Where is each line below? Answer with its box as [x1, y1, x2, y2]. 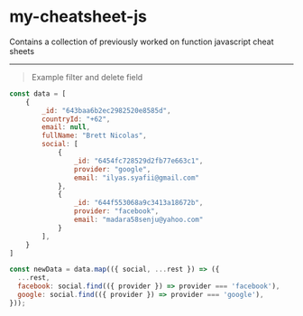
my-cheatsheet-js [9, 6, 147, 27]
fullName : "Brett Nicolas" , [41, 131, 147, 141]
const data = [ [9, 88, 67, 98]
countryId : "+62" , [41, 115, 111, 124]
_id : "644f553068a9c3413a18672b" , [73, 199, 204, 208]
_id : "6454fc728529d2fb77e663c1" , [73, 156, 204, 165]
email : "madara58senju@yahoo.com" [73, 215, 204, 225]
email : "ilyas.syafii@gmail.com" [73, 173, 200, 182]
